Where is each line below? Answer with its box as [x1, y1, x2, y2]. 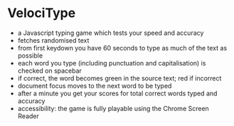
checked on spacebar [17, 66, 82, 75]
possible [17, 51, 43, 60]
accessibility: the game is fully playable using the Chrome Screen [17, 104, 210, 112]
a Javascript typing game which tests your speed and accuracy [17, 28, 204, 37]
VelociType [7, 5, 76, 21]
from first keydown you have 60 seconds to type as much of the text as [17, 43, 228, 52]
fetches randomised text [17, 36, 90, 44]
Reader [17, 112, 39, 120]
